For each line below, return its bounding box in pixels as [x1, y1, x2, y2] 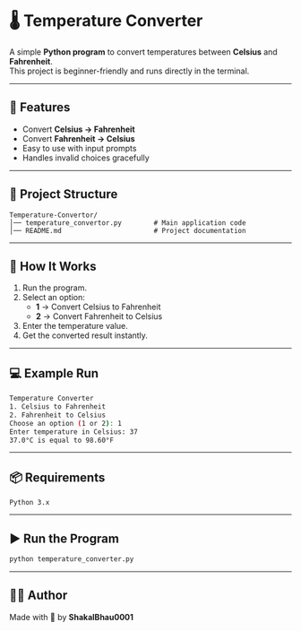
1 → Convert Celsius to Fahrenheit [35, 301, 161, 313]
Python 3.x [9, 498, 50, 507]
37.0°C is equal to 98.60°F [9, 436, 115, 445]
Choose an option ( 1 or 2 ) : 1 [9, 419, 123, 428]
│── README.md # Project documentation [9, 226, 246, 235]
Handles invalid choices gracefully [21, 152, 150, 163]
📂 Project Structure [9, 186, 118, 202]
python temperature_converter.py [9, 555, 134, 564]
